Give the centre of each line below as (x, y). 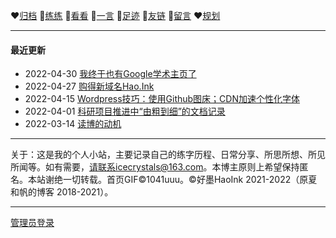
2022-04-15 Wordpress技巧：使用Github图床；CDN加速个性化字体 (162, 99)
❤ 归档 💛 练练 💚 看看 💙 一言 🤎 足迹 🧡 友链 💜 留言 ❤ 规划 (115, 15)
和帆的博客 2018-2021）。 (62, 192)
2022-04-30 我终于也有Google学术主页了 (110, 74)
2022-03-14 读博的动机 (73, 124)
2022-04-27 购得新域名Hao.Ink (89, 86)
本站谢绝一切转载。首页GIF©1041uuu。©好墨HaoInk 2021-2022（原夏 (172, 180)
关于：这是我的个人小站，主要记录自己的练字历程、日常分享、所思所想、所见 (168, 155)
